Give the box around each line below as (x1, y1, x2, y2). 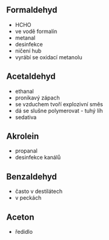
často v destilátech (15, 187, 62, 195)
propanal (15, 147, 38, 155)
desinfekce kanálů (15, 154, 61, 161)
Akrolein (6, 131, 39, 142)
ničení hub (15, 47, 42, 54)
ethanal (15, 87, 35, 95)
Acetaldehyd (6, 71, 56, 82)
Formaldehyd (6, 5, 58, 15)
